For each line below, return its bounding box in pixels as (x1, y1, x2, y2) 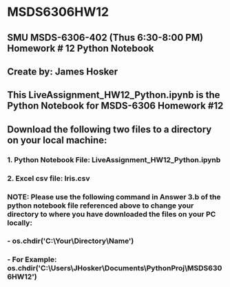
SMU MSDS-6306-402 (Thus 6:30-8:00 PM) (7, 32, 204, 43)
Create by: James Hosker (7, 66, 118, 77)
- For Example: (7, 255, 57, 264)
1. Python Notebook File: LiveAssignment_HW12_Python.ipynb (7, 155, 221, 164)
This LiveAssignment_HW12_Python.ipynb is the (7, 89, 220, 101)
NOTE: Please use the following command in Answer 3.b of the (7, 192, 222, 201)
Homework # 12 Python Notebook (7, 42, 154, 54)
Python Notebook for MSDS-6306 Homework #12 (7, 100, 224, 112)
